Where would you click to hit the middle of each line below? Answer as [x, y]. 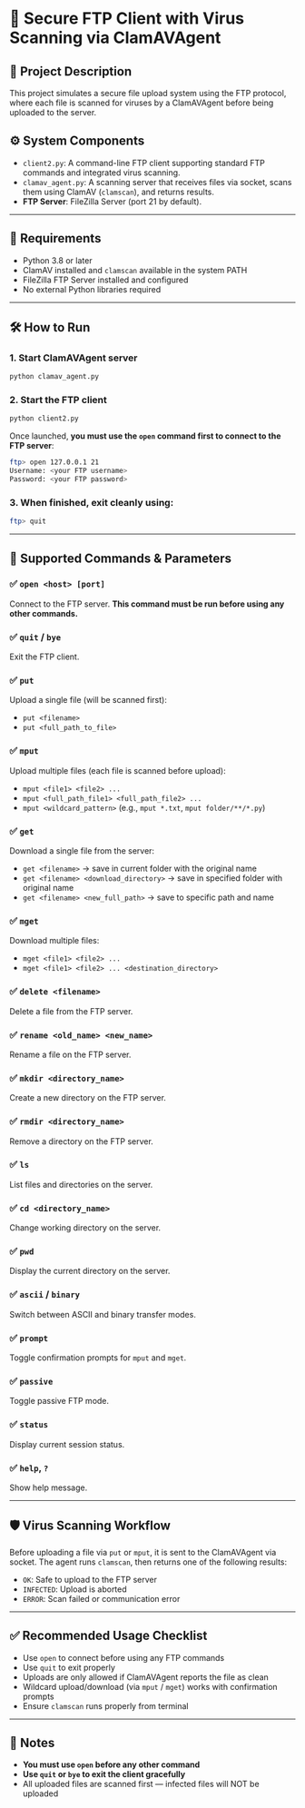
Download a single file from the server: [82, 851]
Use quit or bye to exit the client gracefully [104, 1774]
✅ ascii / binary [44, 1295]
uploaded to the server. [53, 112]
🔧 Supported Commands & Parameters [121, 558]
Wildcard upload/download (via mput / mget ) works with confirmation [150, 1686]
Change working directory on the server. [85, 1228]
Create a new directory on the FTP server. [88, 1098]
